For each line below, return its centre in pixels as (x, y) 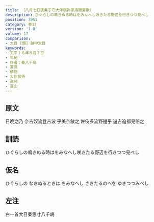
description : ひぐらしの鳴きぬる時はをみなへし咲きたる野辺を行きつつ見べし (77, 15)
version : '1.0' (21, 29)
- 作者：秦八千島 (21, 62)
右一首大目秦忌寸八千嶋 (30, 214)
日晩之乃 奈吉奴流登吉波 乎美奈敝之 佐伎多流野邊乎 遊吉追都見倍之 (75, 121)
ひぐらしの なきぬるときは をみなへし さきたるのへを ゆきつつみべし (77, 183)
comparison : (18, 39)
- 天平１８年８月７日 (25, 53)
